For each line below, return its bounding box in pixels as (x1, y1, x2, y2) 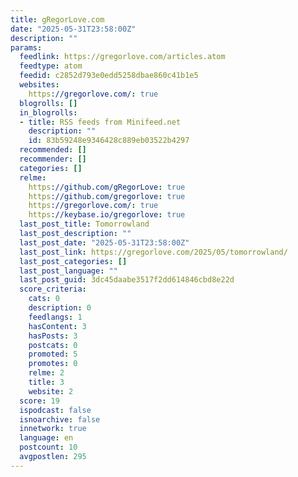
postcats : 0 (28, 340, 78, 350)
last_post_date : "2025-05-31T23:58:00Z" (19, 237, 190, 248)
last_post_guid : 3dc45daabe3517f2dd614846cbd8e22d (19, 275, 235, 285)
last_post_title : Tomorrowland (19, 219, 150, 230)
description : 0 (28, 303, 92, 313)
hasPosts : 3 (28, 331, 78, 341)
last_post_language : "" (19, 266, 118, 276)
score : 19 (19, 396, 60, 406)
